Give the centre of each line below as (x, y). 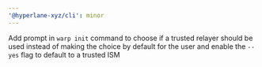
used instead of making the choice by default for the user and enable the (127, 46)
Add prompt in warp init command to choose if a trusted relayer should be (131, 38)
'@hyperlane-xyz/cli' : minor (56, 15)
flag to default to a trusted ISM (70, 54)
